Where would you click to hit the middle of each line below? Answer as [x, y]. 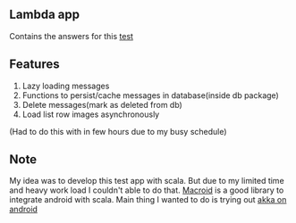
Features [34, 65]
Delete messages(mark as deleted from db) [102, 104]
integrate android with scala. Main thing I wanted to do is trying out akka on [148, 200]
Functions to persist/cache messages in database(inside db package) [150, 95]
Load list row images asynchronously [91, 114]
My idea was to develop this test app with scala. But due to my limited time [147, 181]
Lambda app [45, 15]
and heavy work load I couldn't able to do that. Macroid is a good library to [147, 190]
